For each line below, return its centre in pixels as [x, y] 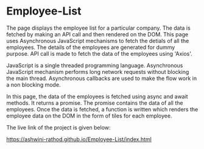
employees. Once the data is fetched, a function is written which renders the [102, 109]
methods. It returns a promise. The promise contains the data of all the [95, 103]
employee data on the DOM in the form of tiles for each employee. [89, 116]
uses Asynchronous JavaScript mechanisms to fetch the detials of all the [98, 41]
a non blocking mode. [33, 84]
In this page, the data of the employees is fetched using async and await [97, 96]
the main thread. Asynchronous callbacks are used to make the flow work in [101, 78]
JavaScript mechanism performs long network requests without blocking [98, 71]
